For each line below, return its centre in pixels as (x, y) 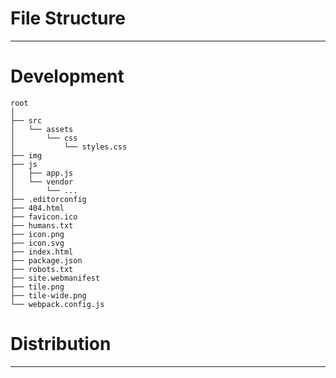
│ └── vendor (42, 182)
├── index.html (42, 252)
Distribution (61, 344)
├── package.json (46, 260)
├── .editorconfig (48, 199)
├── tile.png (37, 287)
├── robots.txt (42, 269)
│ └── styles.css (69, 147)
